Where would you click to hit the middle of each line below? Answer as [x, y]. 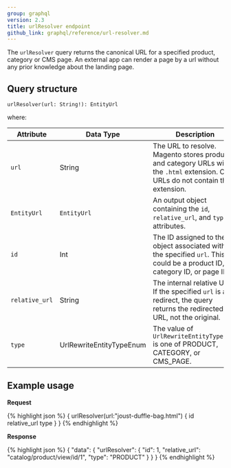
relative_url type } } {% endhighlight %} [63, 423]
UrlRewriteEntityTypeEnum [103, 345]
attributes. [169, 226]
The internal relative [185, 283]
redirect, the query [183, 301]
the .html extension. [186, 172]
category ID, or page [186, 272]
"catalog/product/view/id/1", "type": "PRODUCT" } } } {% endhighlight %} [111, 457]
